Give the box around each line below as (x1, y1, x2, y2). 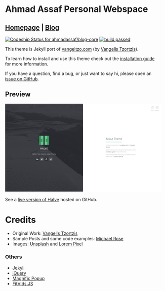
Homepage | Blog (5, 23, 60, 32)
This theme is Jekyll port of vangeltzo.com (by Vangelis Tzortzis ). (5, 46, 139, 52)
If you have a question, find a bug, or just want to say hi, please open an (5, 71, 152, 76)
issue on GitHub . (5, 76, 39, 81)
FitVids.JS (12, 281, 33, 287)
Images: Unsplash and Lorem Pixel (12, 241, 83, 247)
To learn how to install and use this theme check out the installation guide (5, 56, 155, 62)
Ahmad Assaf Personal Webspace (5, 3, 148, 15)
